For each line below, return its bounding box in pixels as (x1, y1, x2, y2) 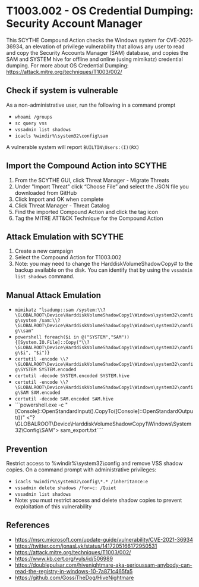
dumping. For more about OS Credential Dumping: (6, 61, 129, 69)
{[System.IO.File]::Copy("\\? (14, 340, 90, 346)
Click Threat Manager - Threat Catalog (14, 201, 110, 209)
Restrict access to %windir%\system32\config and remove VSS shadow (6, 460, 183, 467)
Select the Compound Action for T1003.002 (14, 254, 122, 261)
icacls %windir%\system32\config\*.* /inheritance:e (14, 479, 149, 484)
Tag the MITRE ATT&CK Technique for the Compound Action (14, 215, 163, 222)
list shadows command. (14, 273, 75, 280)
